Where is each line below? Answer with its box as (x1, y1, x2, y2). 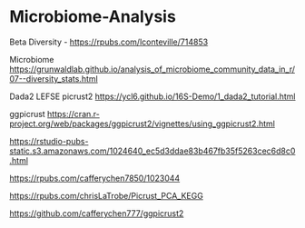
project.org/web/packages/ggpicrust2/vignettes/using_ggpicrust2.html (9, 118, 275, 129)
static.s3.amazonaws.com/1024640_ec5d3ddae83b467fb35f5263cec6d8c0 (9, 145, 296, 156)
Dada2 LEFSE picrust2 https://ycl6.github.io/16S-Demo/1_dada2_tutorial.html (9, 91, 296, 102)
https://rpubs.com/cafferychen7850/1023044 (9, 173, 181, 183)
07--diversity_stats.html (9, 73, 98, 84)
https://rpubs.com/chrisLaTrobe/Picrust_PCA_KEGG (9, 190, 204, 201)
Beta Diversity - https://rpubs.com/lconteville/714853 (9, 36, 209, 47)
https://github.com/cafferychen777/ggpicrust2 (9, 207, 184, 219)
